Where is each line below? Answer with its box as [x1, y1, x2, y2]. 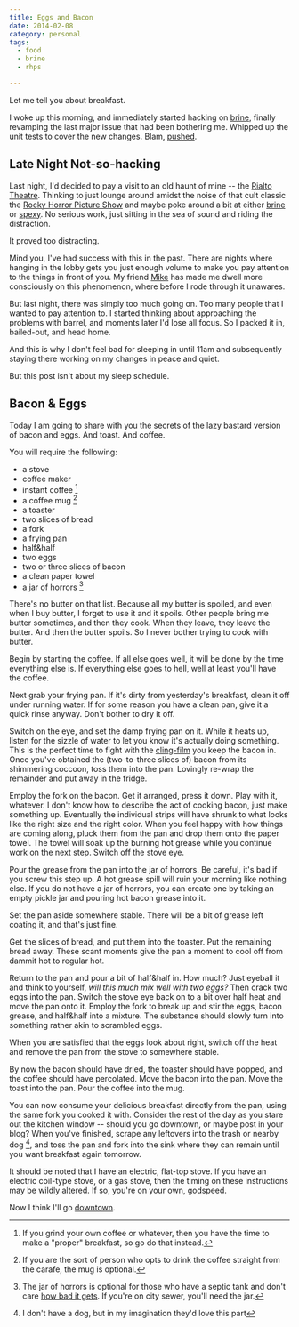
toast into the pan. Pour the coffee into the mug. [9, 1082, 185, 1094]
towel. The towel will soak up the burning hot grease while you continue [9, 838, 273, 848]
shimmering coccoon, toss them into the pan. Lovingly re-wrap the [9, 764, 254, 775]
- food [17, 46, 42, 55]
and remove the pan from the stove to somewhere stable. [9, 1047, 220, 1058]
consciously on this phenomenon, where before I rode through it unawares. [9, 281, 286, 292]
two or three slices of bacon [21, 561, 126, 572]
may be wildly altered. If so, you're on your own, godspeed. [9, 1185, 227, 1196]
